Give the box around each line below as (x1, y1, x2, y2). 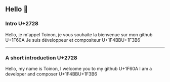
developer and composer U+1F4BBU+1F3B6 (5, 71, 98, 77)
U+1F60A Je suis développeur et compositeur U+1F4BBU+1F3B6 (5, 37, 141, 43)
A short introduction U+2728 (5, 54, 77, 61)
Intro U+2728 (5, 20, 39, 27)
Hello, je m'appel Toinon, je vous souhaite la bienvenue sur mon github (5, 31, 153, 38)
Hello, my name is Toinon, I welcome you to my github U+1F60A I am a (5, 65, 152, 71)
